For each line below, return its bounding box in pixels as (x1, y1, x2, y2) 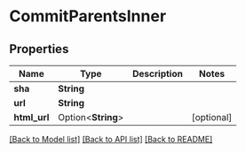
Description (132, 68, 184, 80)
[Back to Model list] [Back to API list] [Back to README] (9, 134, 213, 144)
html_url (13, 111, 50, 123)
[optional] (191, 111, 233, 123)
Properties (9, 42, 69, 57)
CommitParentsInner (9, 6, 167, 27)
